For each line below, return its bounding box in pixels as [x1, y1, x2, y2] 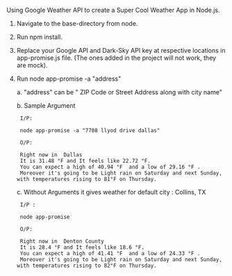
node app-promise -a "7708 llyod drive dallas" [19, 127, 160, 134]
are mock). [16, 61, 48, 69]
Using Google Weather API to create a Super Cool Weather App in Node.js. [6, 6, 220, 14]
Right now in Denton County [19, 238, 105, 245]
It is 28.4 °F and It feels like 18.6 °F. [19, 244, 145, 251]
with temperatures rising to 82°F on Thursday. [16, 262, 157, 269]
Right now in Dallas [19, 152, 83, 159]
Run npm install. [16, 33, 63, 41]
